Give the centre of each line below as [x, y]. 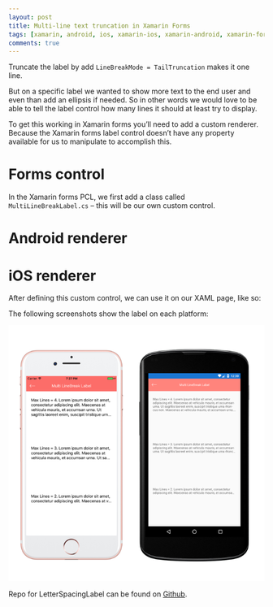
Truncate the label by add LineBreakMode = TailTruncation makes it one [129, 67]
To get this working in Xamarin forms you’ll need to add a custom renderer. [133, 124]
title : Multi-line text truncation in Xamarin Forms [100, 26]
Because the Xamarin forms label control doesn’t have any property [121, 133]
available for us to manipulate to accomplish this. [90, 141]
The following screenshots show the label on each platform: [108, 314]
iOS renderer [52, 275]
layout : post [30, 17]
